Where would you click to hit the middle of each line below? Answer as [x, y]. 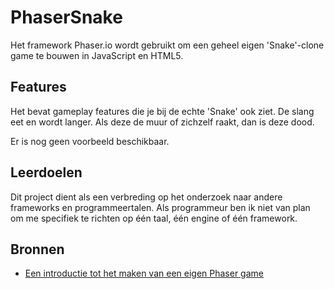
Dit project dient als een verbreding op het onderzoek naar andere [146, 197]
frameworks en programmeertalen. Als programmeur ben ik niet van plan [160, 207]
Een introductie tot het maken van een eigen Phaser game [144, 273]
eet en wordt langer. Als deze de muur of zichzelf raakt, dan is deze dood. [162, 122]
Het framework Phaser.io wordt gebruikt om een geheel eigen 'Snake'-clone [167, 45]
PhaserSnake [66, 17]
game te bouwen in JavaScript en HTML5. [97, 55]
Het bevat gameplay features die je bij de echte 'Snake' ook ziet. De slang [162, 111]
